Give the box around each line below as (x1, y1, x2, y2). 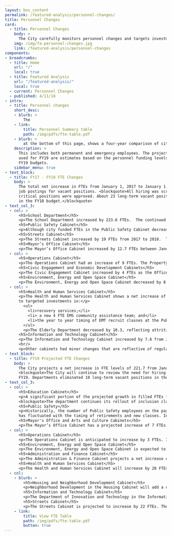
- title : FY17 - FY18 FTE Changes (9, 175, 83, 180)
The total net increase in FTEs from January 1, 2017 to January (18, 184, 161, 189)
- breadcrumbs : (5, 55, 37, 61)
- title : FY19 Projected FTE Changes (9, 356, 90, 361)
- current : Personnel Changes (9, 88, 74, 94)
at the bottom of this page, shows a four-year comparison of (23, 141, 159, 146)
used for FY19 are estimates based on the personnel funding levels (18, 156, 168, 161)
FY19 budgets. (18, 160, 49, 165)
